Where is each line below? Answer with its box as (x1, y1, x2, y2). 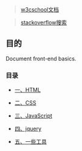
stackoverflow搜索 (20, 19, 67, 26)
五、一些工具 (14, 138, 47, 146)
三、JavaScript (14, 112, 53, 119)
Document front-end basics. (5, 55, 77, 62)
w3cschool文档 (20, 6, 59, 13)
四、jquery (14, 125, 42, 133)
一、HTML (14, 86, 41, 94)
